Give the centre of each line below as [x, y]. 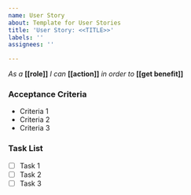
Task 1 [30, 165]
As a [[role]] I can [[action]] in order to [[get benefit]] [96, 74]
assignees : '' [31, 45]
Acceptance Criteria [48, 94]
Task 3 [30, 183]
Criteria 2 [35, 120]
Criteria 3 [35, 128]
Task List [26, 149]
